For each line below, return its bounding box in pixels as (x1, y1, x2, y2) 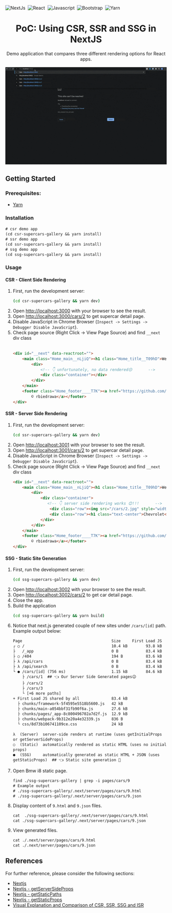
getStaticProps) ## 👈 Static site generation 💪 (12, 757, 121, 763)
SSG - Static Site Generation (5, 555, 67, 561)
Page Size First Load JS (12, 639, 162, 644)
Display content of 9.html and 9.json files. (12, 802, 102, 809)
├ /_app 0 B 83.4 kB (12, 649, 162, 654)
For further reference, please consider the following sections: (5, 870, 135, 876)
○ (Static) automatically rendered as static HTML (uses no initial (12, 742, 167, 747)
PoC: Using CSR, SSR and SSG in (15, 23, 157, 34)
